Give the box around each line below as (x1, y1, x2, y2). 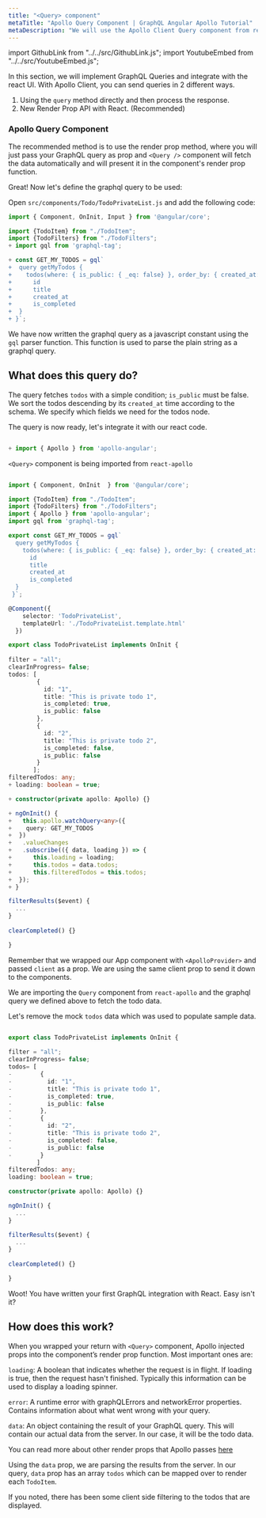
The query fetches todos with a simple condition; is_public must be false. (8, 389, 249, 400)
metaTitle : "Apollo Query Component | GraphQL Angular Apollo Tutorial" (8, 19, 253, 27)
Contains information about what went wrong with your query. (8, 1406, 211, 1415)
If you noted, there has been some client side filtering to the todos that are (8, 1492, 251, 1501)
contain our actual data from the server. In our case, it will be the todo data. (8, 1429, 254, 1439)
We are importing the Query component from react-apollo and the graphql (8, 987, 251, 997)
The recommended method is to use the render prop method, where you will (8, 142, 257, 151)
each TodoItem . (8, 1477, 57, 1486)
